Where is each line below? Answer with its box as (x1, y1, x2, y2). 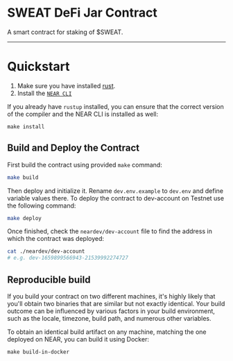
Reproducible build (7, 274, 91, 285)
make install (7, 123, 45, 130)
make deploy (7, 215, 42, 221)
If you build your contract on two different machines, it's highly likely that (7, 292, 216, 300)
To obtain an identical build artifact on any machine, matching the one (7, 328, 207, 336)
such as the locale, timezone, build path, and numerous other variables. (7, 314, 212, 322)
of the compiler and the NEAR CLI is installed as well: (7, 110, 158, 118)
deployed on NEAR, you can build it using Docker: (7, 335, 149, 343)
